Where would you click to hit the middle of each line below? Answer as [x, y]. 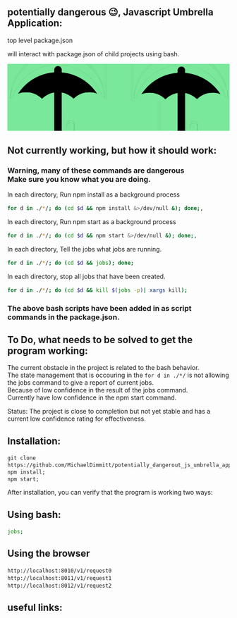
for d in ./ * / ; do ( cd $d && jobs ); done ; [71, 263]
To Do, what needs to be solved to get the [100, 340]
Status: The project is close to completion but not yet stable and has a [109, 412]
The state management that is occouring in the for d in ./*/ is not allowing [118, 375]
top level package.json [40, 40]
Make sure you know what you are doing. [79, 179]
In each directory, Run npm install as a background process [93, 194]
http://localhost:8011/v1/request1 [60, 578]
